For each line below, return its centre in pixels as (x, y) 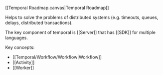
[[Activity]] (23, 62)
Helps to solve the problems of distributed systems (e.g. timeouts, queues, (82, 17)
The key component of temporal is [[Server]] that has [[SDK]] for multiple (81, 32)
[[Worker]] (23, 68)
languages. (17, 38)
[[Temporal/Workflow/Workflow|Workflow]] (57, 57)
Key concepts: (20, 47)
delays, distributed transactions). (39, 23)
